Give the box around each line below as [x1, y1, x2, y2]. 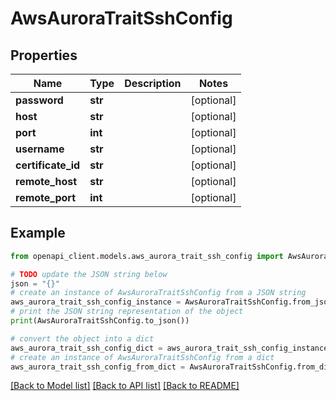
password [15, 93, 64, 107]
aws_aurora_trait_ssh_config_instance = [10, 297, 182, 307]
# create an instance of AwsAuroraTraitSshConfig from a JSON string [10, 288, 307, 298]
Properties [10, 47, 78, 64]
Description [124, 77, 182, 90]
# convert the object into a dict [10, 333, 155, 344]
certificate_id [15, 158, 81, 172]
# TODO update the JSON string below [10, 269, 168, 279]
